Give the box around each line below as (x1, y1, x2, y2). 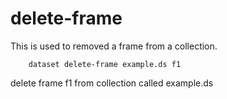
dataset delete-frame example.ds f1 (28, 59, 182, 69)
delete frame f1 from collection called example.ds (10, 77, 214, 89)
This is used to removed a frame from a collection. (10, 40, 218, 52)
